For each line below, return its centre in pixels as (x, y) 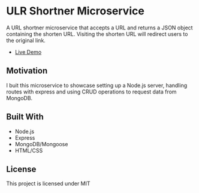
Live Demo (28, 52)
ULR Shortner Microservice (76, 11)
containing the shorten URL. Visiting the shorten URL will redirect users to (97, 34)
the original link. (26, 40)
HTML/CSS (29, 150)
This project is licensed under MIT (49, 183)
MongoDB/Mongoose (41, 144)
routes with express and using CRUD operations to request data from (91, 92)
